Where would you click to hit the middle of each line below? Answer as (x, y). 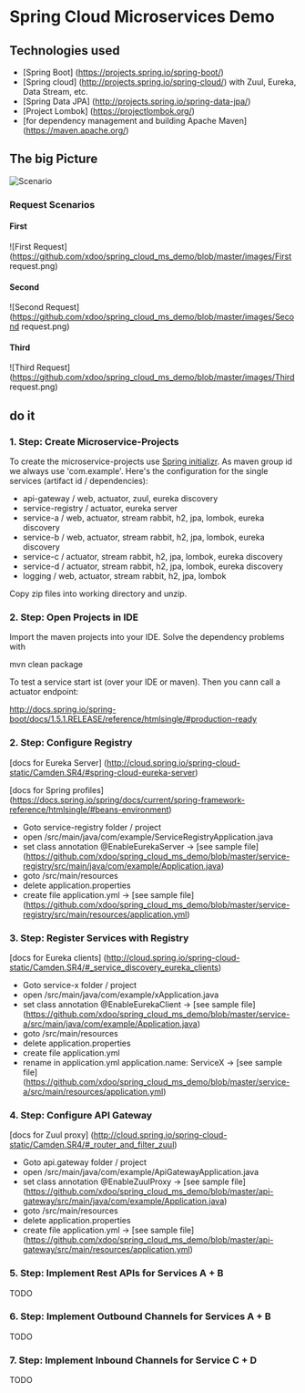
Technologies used (65, 51)
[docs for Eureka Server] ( (58, 762)
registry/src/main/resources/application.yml (105, 914)
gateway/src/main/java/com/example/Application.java (123, 1202)
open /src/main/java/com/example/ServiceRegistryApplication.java (148, 837)
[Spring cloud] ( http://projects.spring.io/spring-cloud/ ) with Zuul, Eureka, (159, 82)
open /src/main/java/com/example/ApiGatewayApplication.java (141, 1172)
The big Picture (54, 159)
